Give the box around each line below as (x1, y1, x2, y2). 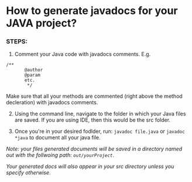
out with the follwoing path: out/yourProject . (6, 152, 115, 159)
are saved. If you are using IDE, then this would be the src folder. (14, 116, 171, 123)
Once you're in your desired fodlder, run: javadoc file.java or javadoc (14, 128, 186, 135)
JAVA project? (6, 16, 77, 30)
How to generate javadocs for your (6, 4, 178, 18)
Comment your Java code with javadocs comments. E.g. (14, 51, 151, 58)
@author (24, 67, 43, 73)
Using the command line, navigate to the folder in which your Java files (14, 110, 186, 118)
